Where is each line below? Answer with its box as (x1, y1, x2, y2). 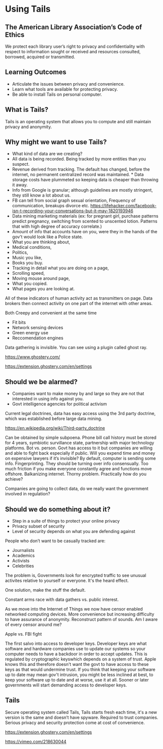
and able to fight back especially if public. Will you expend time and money (5, 450, 156, 456)
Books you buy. (12, 260, 44, 266)
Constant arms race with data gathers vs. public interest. (5, 596, 119, 602)
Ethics (5, 30, 25, 39)
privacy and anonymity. (5, 124, 52, 130)
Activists (12, 558, 30, 564)
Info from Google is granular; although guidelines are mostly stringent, (12, 187, 153, 193)
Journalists (12, 548, 35, 553)
